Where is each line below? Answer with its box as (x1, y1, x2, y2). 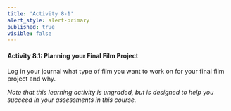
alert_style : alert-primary (7, 17, 90, 24)
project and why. (7, 74, 56, 83)
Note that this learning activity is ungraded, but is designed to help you (7, 89, 214, 97)
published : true (7, 23, 55, 30)
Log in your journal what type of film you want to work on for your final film (7, 67, 225, 76)
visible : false (7, 30, 52, 37)
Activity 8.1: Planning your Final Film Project (7, 51, 139, 60)
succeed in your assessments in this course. (7, 96, 137, 104)
